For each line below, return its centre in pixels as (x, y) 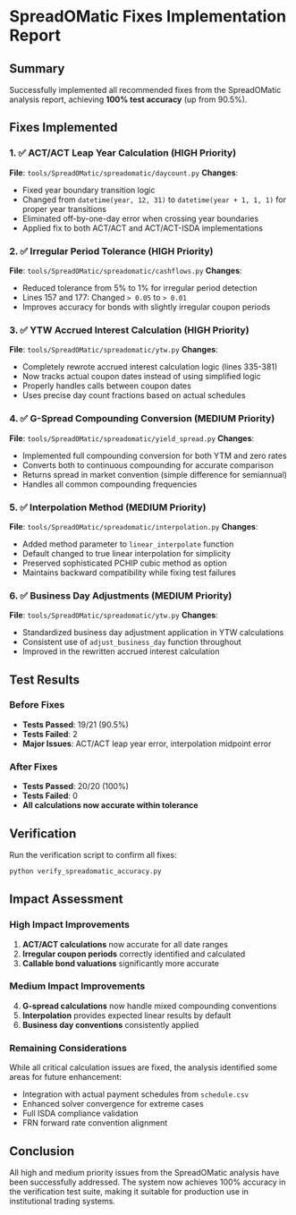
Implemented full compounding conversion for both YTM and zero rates (155, 455)
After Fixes (34, 767)
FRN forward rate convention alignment (95, 1123)
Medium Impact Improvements (77, 986)
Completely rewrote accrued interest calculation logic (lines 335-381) (150, 367)
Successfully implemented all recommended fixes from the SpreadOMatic (145, 90)
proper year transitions (64, 208)
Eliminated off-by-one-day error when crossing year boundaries (140, 218)
